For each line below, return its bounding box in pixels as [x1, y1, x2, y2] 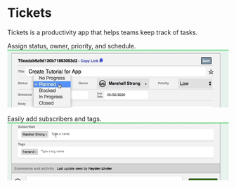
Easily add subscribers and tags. [7, 114, 102, 123]
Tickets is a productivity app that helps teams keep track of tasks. [7, 28, 198, 36]
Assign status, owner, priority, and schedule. [7, 41, 136, 50]
